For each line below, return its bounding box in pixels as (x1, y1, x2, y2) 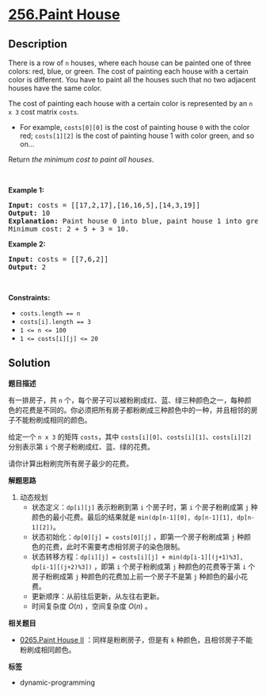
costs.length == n (19, 310, 81, 318)
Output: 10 (8, 208, 51, 217)
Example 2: (8, 239, 46, 249)
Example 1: (8, 185, 45, 195)
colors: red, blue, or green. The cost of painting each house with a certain (8, 67, 249, 76)
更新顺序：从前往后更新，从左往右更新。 (31, 591, 164, 601)
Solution (8, 357, 51, 370)
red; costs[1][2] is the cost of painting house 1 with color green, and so (19, 131, 255, 140)
